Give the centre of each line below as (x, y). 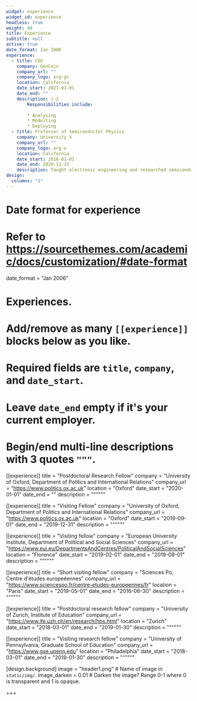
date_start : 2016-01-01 (46, 159)
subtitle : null (25, 39)
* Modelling (42, 121)
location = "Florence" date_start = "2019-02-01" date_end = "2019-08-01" (96, 554)
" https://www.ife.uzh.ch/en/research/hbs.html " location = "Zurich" (86, 621)
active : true (22, 45)
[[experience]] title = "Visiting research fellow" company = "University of (94, 639)
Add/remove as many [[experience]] (97, 329)
